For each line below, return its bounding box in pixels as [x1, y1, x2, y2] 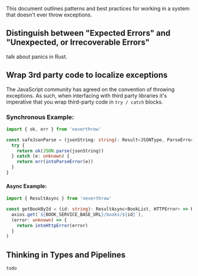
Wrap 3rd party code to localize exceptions [6, 70, 168, 80]
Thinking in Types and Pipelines [6, 250, 126, 260]
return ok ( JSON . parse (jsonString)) [16, 148, 104, 154]
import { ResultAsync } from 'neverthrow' [6, 195, 112, 202]
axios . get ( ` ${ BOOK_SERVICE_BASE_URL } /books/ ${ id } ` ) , [11, 211, 144, 217]
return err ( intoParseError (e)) [16, 159, 94, 165]
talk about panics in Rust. [6, 53, 68, 60]
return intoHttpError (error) [16, 222, 88, 228]
